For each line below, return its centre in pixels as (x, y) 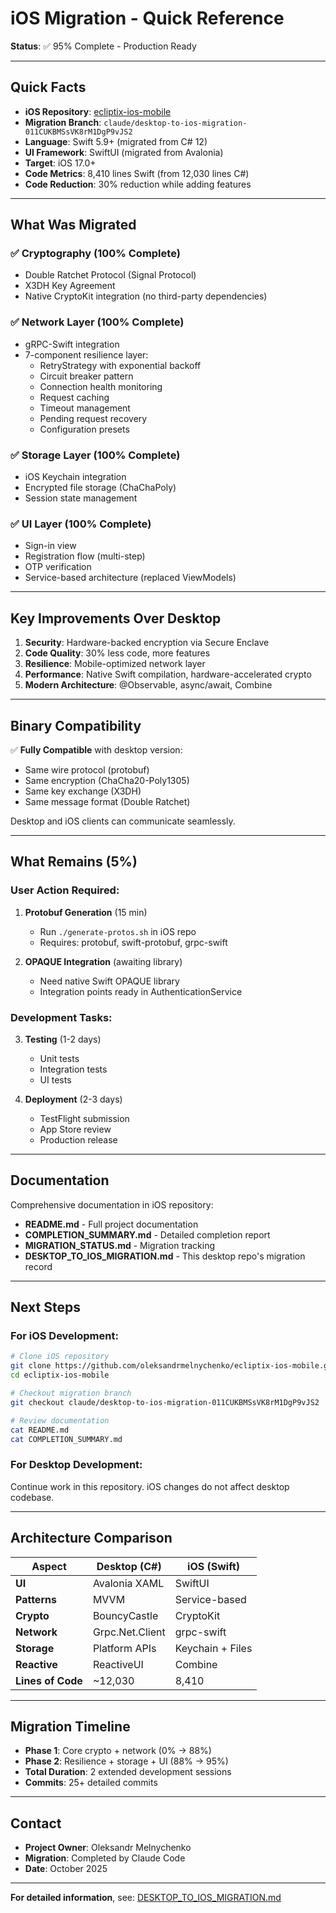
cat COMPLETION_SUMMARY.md (66, 1439)
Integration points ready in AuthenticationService (141, 991)
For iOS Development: (64, 1336)
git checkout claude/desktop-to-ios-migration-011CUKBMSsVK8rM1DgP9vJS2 (165, 1402)
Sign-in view (50, 546)
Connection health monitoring (101, 386)
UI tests (55, 1079)
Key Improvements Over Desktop (116, 618)
